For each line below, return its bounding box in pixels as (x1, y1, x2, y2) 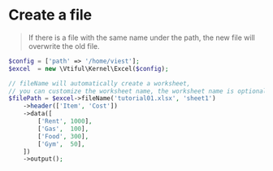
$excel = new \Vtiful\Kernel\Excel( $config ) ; (8, 64, 169, 72)
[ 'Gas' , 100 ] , (37, 125, 89, 133)
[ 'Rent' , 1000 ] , (37, 117, 93, 125)
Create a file (8, 6, 93, 24)
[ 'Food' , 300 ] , (37, 132, 89, 140)
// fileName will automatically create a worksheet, (8, 79, 191, 87)
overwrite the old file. (28, 41, 100, 50)
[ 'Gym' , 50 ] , (37, 140, 85, 148)
